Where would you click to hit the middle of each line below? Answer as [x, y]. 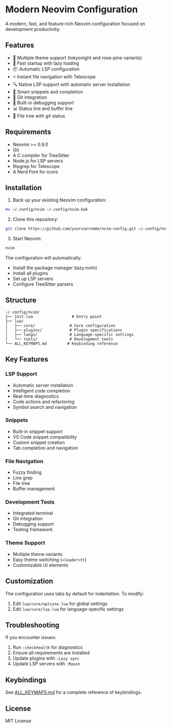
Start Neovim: [27, 239]
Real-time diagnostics [36, 396]
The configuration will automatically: [44, 258]
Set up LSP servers [33, 279]
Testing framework [33, 530]
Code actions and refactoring [44, 401]
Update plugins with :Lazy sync [46, 658]
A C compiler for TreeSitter [41, 155]
